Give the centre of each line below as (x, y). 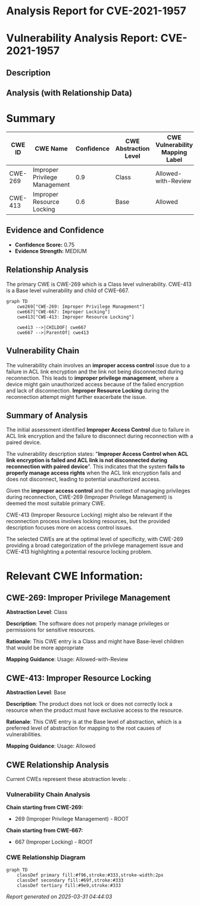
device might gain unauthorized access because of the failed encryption (95, 384)
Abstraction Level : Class (37, 612)
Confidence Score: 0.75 (45, 245)
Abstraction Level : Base (36, 692)
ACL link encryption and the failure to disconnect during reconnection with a (100, 436)
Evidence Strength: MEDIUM (51, 251)
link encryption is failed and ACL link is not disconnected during (87, 460)
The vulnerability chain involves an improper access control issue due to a (98, 365)
